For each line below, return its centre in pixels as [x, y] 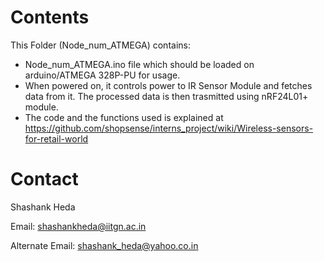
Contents [50, 17]
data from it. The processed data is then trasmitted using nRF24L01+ [166, 96]
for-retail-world [56, 138]
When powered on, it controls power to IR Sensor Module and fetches [168, 85]
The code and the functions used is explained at [124, 117]
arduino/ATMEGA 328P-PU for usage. [102, 75]
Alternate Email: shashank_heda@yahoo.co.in [104, 245]
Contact [44, 179]
